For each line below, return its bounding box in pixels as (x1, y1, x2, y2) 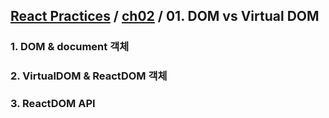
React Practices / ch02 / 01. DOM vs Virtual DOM (10, 8, 320, 25)
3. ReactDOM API (10, 97, 96, 111)
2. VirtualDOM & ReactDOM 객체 (10, 69, 168, 83)
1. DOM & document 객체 (10, 40, 130, 54)
